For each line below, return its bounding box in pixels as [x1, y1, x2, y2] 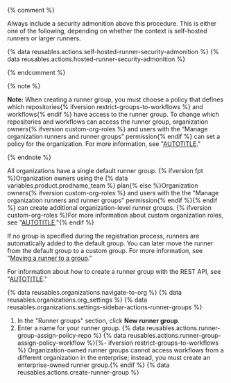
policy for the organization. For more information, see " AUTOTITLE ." [7, 140, 201, 148]
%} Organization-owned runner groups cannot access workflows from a [17, 346, 224, 354]
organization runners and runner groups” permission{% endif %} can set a [7, 132, 221, 140]
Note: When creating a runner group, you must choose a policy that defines [7, 95, 224, 104]
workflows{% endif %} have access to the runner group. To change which [7, 111, 220, 118]
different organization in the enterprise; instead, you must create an [17, 354, 210, 361]
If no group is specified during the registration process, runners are [7, 232, 200, 240]
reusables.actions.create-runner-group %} [17, 368, 140, 376]
